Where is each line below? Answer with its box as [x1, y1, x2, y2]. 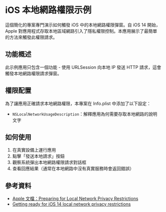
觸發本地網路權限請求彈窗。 [5, 70, 62, 76]
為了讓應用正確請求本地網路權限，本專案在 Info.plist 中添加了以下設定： [5, 100, 151, 106]
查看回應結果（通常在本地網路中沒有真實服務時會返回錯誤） [12, 165, 134, 171]
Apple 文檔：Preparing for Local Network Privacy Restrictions [12, 196, 139, 202]
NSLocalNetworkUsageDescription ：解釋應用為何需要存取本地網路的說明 [12, 111, 158, 117]
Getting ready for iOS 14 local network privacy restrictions [12, 201, 131, 207]
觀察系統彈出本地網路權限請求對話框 [12, 159, 87, 165]
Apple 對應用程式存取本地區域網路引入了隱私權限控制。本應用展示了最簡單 [5, 28, 158, 34]
